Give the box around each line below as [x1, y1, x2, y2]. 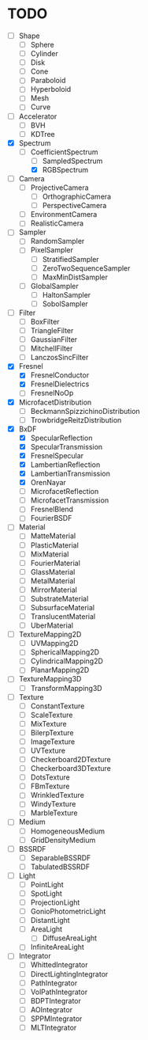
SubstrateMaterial [30, 594, 89, 603]
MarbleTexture [30, 808, 78, 818]
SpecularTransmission [30, 442, 103, 451]
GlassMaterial [30, 567, 76, 576]
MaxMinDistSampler [42, 272, 108, 282]
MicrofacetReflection [30, 487, 99, 496]
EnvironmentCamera [30, 210, 98, 219]
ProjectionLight [30, 898, 80, 907]
